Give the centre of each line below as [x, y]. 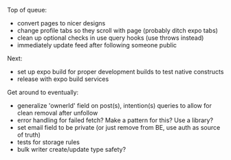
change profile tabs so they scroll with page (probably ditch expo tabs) [118, 31]
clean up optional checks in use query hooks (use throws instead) [110, 38]
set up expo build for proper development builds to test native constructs [120, 72]
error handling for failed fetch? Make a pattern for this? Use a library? [115, 120]
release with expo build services [63, 79]
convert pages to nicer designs [61, 23]
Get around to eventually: [43, 92]
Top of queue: [27, 10]
